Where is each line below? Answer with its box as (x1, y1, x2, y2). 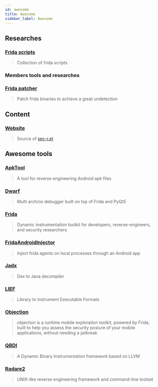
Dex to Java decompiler (16, 273, 64, 279)
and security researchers (16, 227, 67, 233)
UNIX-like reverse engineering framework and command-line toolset (16, 376, 154, 382)
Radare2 (5, 365, 26, 372)
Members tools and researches (5, 71, 80, 78)
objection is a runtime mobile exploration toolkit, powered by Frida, (16, 319, 150, 326)
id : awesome (5, 7, 29, 12)
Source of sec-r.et (16, 136, 54, 141)
